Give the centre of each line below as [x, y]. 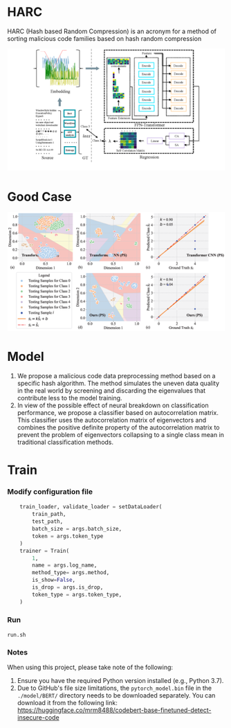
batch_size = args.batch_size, [77, 529]
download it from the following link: [67, 703]
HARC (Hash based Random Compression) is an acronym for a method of [112, 31]
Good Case [39, 196]
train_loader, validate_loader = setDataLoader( [91, 507]
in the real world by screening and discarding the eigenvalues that [111, 390]
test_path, [48, 522]
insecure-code [38, 718]
